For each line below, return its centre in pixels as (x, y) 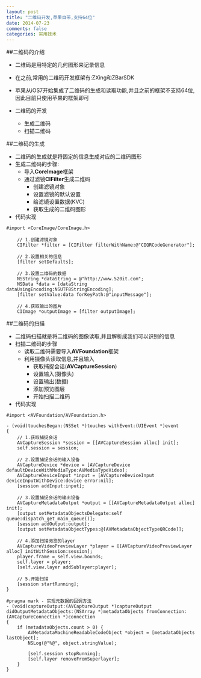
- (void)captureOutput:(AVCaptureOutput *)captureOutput (79, 606)
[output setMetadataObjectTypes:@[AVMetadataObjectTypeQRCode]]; (101, 529)
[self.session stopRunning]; (64, 654)
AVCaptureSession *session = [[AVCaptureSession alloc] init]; (98, 443)
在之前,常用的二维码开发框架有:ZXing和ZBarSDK (75, 78)
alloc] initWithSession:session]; (50, 552)
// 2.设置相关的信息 (39, 257)
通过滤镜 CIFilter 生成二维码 (57, 179)
